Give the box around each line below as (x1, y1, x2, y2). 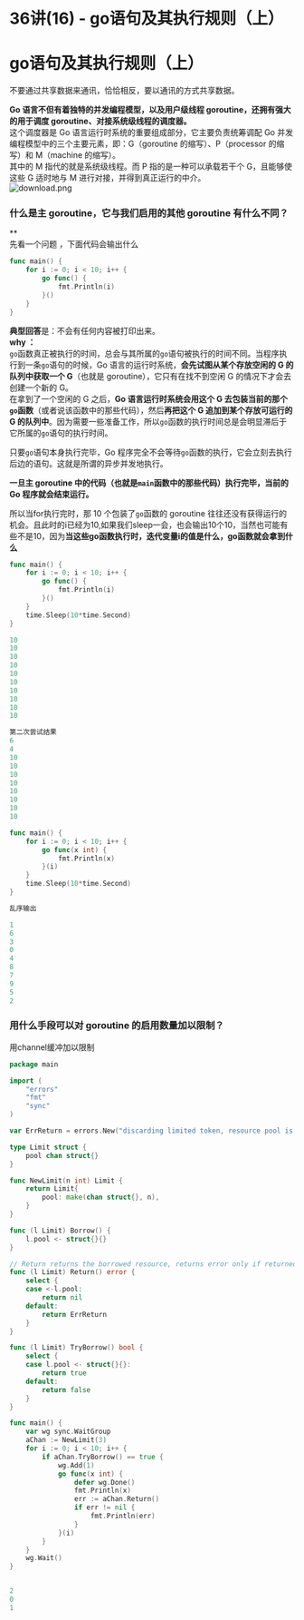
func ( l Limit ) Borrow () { (9, 1226, 111, 1235)
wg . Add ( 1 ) (57, 1460, 95, 1470)
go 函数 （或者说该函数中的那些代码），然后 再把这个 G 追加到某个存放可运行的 (9, 405, 293, 416)
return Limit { (25, 1184, 79, 1193)
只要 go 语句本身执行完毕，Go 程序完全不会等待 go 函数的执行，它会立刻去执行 (9, 447, 292, 457)
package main (9, 1059, 59, 1069)
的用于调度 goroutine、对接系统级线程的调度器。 (9, 115, 192, 127)
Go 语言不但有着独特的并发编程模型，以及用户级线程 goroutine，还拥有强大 (9, 104, 291, 115)
